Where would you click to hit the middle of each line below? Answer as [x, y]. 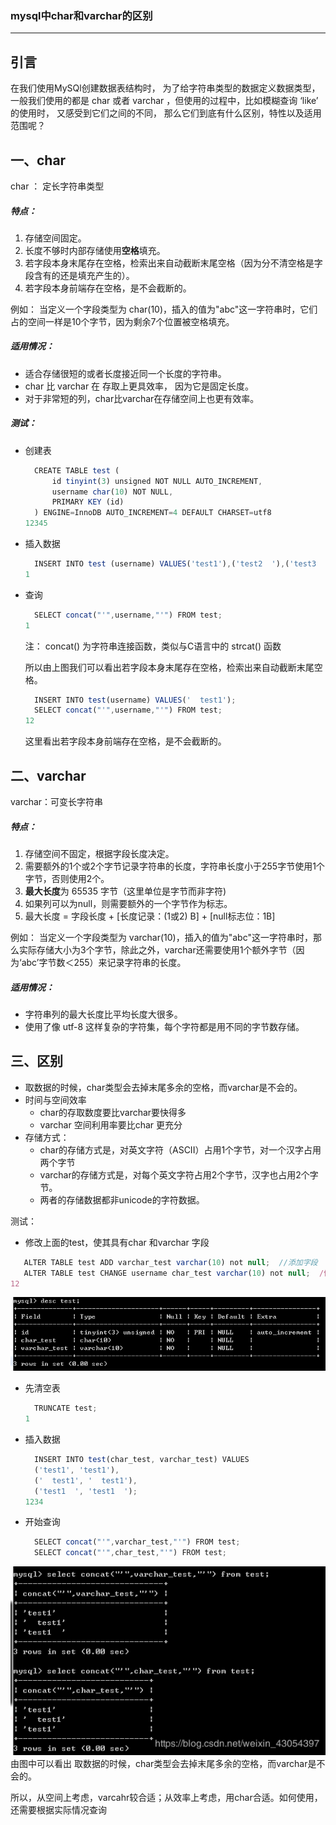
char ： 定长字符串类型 [57, 186]
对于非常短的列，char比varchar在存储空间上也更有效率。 [142, 398]
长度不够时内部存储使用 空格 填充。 [95, 250]
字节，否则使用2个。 [67, 878]
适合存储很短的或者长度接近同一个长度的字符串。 [125, 373]
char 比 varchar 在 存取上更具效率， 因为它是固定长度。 [139, 386]
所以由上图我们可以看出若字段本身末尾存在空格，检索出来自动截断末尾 [169, 667]
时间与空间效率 [55, 1099]
